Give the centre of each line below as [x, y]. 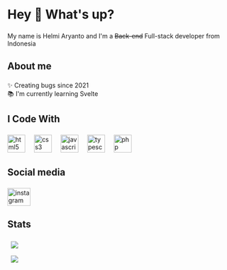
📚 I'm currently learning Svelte [53, 94]
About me [29, 66]
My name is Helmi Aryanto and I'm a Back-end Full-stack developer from [113, 36]
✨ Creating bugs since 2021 [48, 85]
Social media [37, 172]
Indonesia [22, 44]
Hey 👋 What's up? [61, 15]
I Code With [34, 119]
